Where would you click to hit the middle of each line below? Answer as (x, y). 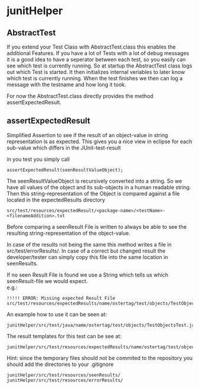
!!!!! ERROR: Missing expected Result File (61, 298)
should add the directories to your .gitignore (60, 364)
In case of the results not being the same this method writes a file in (89, 244)
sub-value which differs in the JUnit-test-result (64, 148)
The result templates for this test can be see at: (64, 336)
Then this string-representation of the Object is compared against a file (93, 193)
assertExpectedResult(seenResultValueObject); (65, 170)
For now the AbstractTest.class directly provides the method (80, 96)
